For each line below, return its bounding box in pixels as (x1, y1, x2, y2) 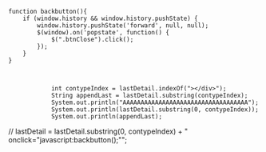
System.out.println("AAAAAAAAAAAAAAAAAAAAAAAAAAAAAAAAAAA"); (50, 98, 260, 106)
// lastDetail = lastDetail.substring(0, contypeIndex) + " (8, 126, 189, 136)
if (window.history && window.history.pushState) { (22, 14, 198, 22)
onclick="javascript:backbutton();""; (8, 135, 128, 144)
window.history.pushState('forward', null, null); (37, 22, 209, 30)
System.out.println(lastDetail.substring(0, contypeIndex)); (50, 106, 260, 114)
